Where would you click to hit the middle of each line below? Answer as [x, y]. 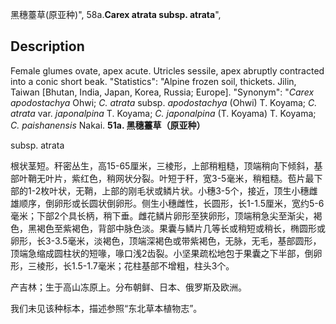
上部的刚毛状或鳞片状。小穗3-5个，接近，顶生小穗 [205, 190]
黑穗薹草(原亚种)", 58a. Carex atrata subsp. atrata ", [116, 14]
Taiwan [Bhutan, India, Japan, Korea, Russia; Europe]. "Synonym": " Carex [162, 92]
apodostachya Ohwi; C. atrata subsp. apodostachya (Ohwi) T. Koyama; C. [164, 102]
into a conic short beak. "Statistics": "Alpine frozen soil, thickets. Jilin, [153, 81]
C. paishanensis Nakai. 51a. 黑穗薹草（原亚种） [108, 125]
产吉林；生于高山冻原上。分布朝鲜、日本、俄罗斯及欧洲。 [128, 287]
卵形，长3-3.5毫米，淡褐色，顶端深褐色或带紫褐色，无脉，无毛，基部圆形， [166, 240]
